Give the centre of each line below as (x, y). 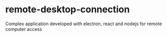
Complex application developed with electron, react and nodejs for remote (84, 24)
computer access (24, 29)
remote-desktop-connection (68, 10)
